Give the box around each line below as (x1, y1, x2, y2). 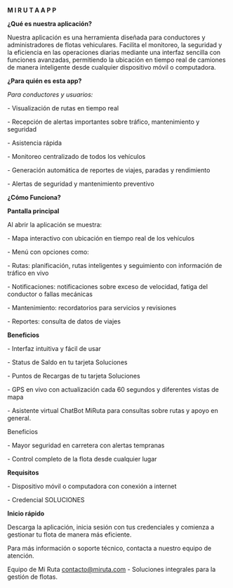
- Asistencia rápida (7, 139, 62, 147)
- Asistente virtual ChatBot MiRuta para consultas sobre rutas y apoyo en (7, 407, 219, 414)
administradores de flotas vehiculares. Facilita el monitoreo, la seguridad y (7, 41, 222, 49)
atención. (7, 551, 34, 560)
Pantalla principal (7, 207, 60, 215)
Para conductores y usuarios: (7, 91, 93, 98)
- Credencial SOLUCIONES (7, 496, 86, 504)
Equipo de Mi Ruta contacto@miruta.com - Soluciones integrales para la (7, 565, 216, 573)
